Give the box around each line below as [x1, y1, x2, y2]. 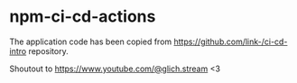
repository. [28, 45, 70, 56]
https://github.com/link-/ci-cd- [173, 36, 288, 47]
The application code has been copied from [9, 36, 172, 47]
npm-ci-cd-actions [9, 6, 156, 27]
